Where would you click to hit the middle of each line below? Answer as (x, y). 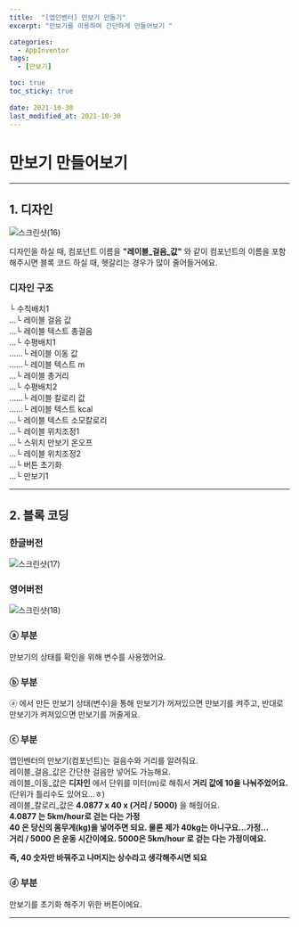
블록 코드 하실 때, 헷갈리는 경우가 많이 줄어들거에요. (129, 263)
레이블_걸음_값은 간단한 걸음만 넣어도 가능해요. (90, 772)
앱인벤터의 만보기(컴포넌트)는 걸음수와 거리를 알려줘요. (104, 761)
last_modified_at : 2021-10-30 (65, 116)
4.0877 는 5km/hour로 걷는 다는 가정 (75, 816)
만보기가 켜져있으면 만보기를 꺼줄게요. (75, 714)
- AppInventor (43, 50)
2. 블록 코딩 (39, 515)
